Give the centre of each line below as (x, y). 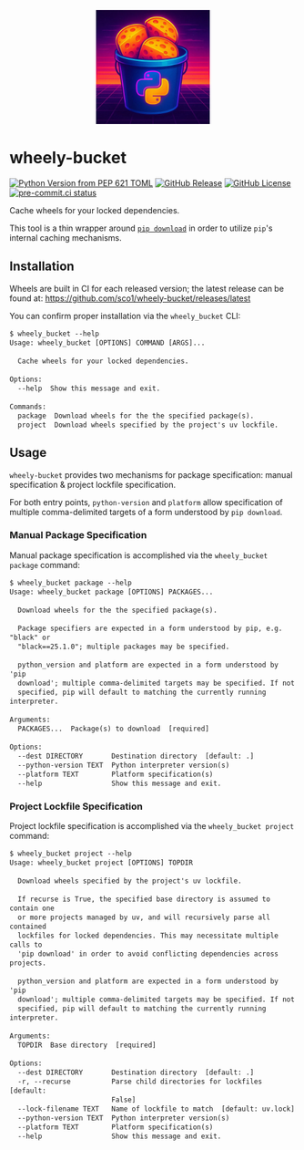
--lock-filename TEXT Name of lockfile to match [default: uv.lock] (157, 1109)
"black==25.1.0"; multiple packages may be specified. (124, 647)
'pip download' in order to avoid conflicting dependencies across (148, 954)
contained (28, 927)
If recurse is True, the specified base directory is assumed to (144, 899)
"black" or (30, 637)
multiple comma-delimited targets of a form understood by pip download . (146, 512)
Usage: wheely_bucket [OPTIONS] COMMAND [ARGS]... (107, 343)
